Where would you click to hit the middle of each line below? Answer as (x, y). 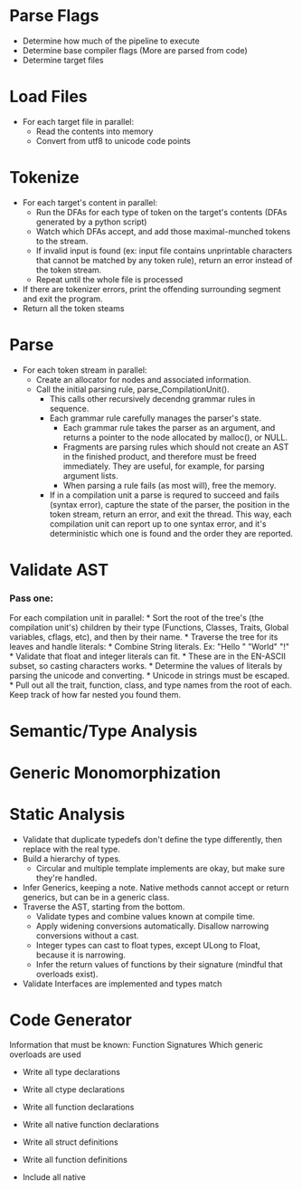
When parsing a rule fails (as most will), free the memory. (170, 485)
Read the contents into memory (94, 131)
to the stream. (62, 241)
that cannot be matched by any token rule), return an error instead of (164, 260)
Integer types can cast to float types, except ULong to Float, (148, 945)
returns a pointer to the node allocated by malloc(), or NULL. (175, 437)
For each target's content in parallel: (90, 202)
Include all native (54, 1177)
